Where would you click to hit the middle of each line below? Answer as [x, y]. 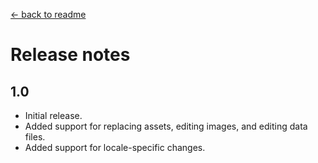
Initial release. [53, 115]
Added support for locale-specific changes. [115, 147]
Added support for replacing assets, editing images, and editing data [166, 126]
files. [35, 137]
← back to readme [48, 14]
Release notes [70, 55]
